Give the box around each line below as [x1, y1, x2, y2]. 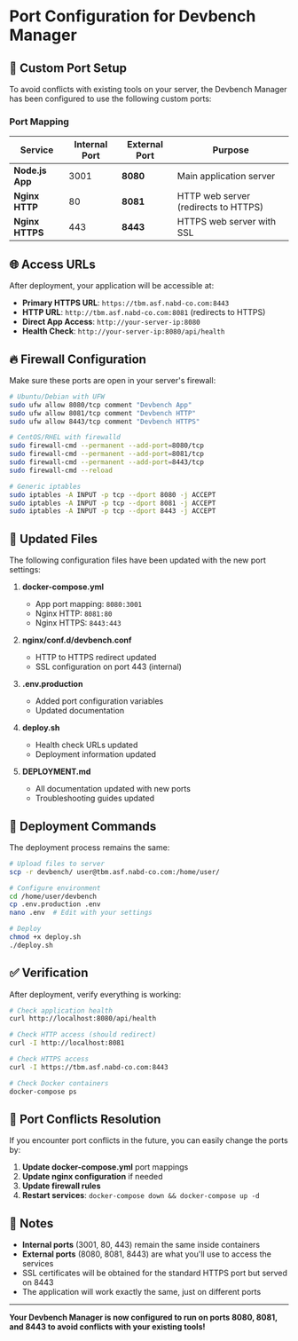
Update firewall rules [21, 1180, 101, 1191]
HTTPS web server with [176, 216, 277, 228]
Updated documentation [35, 706, 125, 716]
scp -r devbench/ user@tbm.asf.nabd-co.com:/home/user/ [9, 867, 220, 876]
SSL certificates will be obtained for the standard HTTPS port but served [21, 1267, 288, 1279]
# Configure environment [9, 883, 101, 893]
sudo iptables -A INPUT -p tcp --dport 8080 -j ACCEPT [9, 490, 216, 499]
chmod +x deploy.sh [9, 933, 82, 942]
